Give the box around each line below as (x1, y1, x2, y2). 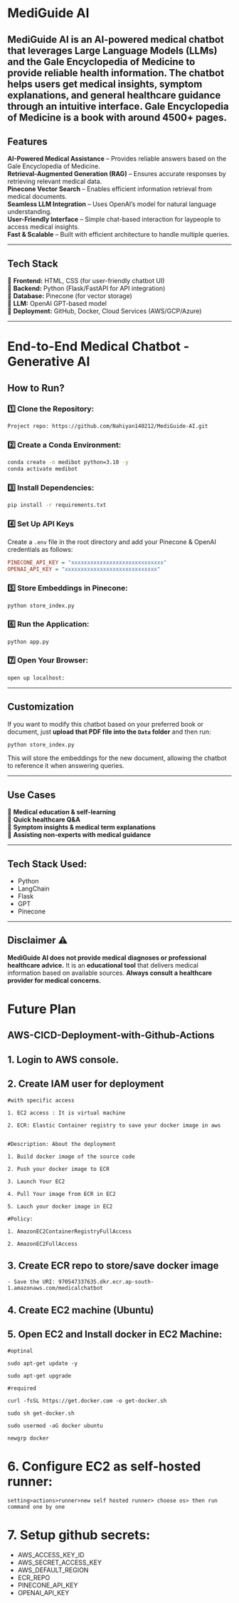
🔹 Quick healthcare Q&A (7, 815, 80, 824)
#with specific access (7, 1097, 75, 1104)
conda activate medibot (7, 466, 78, 473)
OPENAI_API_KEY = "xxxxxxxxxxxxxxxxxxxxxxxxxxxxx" (7, 565, 161, 573)
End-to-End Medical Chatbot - (7, 339, 190, 354)
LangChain (17, 884, 50, 893)
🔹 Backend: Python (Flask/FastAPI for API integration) (7, 284, 166, 293)
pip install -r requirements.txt (7, 501, 107, 509)
